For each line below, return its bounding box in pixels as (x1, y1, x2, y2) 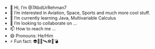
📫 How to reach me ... (9, 26, 56, 31)
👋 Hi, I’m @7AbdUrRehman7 (9, 5, 67, 10)
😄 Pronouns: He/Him (9, 33, 53, 39)
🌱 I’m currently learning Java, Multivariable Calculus (9, 15, 116, 21)
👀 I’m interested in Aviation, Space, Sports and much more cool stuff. (9, 10, 150, 16)
